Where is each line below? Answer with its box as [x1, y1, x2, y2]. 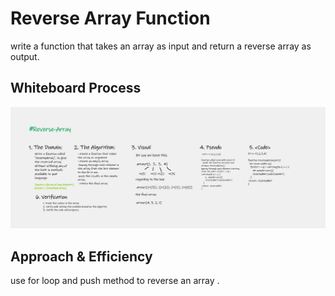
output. [10, 50, 40, 62]
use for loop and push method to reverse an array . [10, 274, 220, 286]
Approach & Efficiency [10, 248, 153, 265]
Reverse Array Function [10, 7, 211, 30]
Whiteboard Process [10, 80, 142, 97]
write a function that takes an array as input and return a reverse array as [10, 40, 312, 52]
